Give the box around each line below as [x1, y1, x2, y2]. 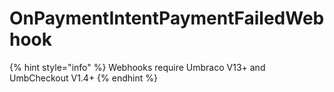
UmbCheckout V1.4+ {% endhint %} [9, 72, 158, 84]
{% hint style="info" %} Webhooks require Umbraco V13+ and [9, 61, 266, 73]
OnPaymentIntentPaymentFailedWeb [9, 7, 325, 30]
